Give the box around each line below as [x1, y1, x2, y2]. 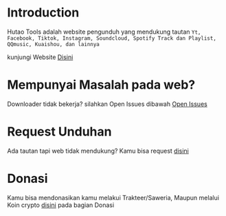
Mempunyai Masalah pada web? [7, 77, 196, 93]
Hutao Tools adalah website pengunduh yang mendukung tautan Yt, [7, 28, 201, 36]
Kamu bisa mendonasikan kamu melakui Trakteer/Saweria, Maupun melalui [7, 193, 220, 202]
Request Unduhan [7, 124, 112, 140]
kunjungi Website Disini [7, 53, 74, 61]
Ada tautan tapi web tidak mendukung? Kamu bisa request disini [7, 147, 189, 155]
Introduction [7, 5, 80, 21]
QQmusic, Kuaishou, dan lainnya [7, 41, 100, 47]
